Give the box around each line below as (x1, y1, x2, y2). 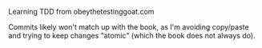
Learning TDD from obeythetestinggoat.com (8, 7, 155, 16)
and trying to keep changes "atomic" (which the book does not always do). (8, 31, 256, 40)
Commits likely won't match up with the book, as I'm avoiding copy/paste (8, 22, 250, 31)
